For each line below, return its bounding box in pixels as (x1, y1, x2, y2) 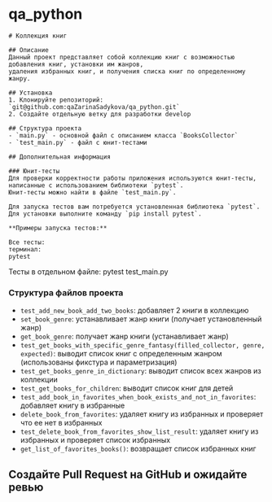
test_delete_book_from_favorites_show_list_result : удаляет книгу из (20, 426, 259, 436)
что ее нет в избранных (20, 418, 103, 428)
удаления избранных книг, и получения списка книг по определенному (8, 67, 246, 76)
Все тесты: (8, 238, 46, 247)
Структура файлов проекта (8, 286, 124, 298)
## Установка (8, 89, 53, 97)
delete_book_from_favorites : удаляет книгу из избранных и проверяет (20, 409, 264, 419)
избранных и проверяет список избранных (20, 435, 171, 445)
